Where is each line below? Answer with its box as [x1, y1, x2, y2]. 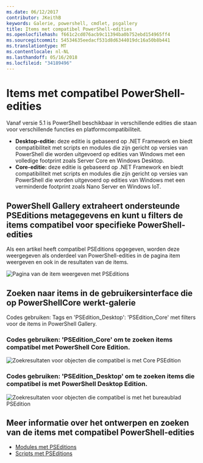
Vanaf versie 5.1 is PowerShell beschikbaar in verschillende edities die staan [6, 120, 197, 127]
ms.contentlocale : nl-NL [6, 49, 69, 55]
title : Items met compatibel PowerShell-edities [6, 26, 132, 32]
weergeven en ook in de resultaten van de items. [6, 259, 129, 266]
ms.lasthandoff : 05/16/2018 [6, 54, 78, 60]
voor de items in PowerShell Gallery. [6, 320, 98, 328]
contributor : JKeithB [6, 15, 62, 21]
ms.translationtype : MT [6, 43, 67, 49]
